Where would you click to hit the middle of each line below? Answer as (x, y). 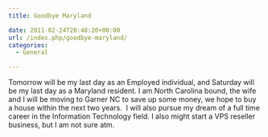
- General (32, 53)
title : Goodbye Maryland (50, 16)
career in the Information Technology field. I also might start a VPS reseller (132, 116)
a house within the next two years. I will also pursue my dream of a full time (134, 108)
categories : (28, 45)
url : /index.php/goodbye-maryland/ (68, 38)
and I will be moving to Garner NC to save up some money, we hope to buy (132, 99)
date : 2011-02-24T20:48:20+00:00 (64, 30)
